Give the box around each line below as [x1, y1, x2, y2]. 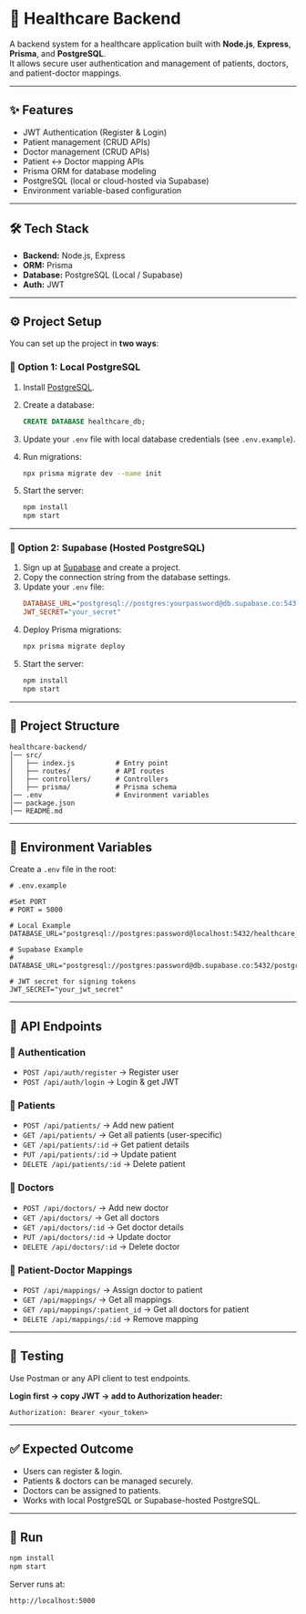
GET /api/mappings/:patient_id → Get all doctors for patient [22, 1304, 250, 1315]
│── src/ [9, 750, 43, 760]
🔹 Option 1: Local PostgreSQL [9, 360, 141, 373]
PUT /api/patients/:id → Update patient [22, 1149, 177, 1160]
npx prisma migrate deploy [22, 642, 126, 651]
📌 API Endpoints [9, 1018, 103, 1034]
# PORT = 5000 [9, 905, 64, 915]
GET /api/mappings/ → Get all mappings [22, 1295, 172, 1306]
